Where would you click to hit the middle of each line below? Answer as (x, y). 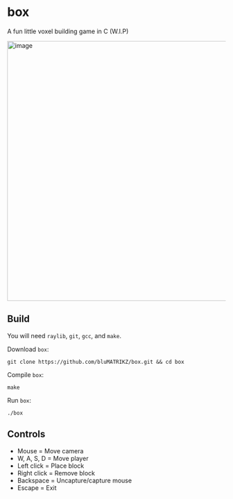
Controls (26, 434)
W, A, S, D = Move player (53, 458)
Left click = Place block (51, 466)
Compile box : (25, 374)
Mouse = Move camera (50, 450)
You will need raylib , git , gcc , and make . (64, 335)
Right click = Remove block (56, 473)
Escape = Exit (37, 488)
